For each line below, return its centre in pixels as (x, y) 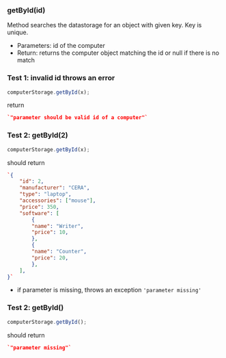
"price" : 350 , (39, 207)
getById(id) (26, 10)
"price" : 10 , (50, 232)
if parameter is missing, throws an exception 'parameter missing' (109, 290)
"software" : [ (39, 213)
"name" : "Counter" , (59, 252)
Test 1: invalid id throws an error (61, 78)
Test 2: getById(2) (38, 136)
